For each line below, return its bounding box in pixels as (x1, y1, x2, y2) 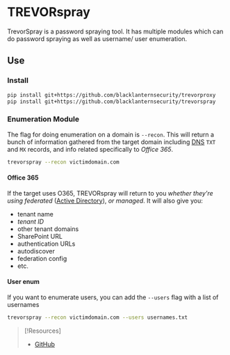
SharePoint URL (17, 232, 63, 240)
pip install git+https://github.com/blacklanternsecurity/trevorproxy (7, 91, 216, 98)
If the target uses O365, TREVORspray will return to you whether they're (7, 189, 213, 197)
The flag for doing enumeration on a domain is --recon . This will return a (7, 130, 214, 139)
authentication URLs (17, 239, 76, 248)
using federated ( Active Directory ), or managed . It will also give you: (7, 196, 204, 205)
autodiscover (17, 246, 56, 255)
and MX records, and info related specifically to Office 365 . (7, 145, 174, 153)
